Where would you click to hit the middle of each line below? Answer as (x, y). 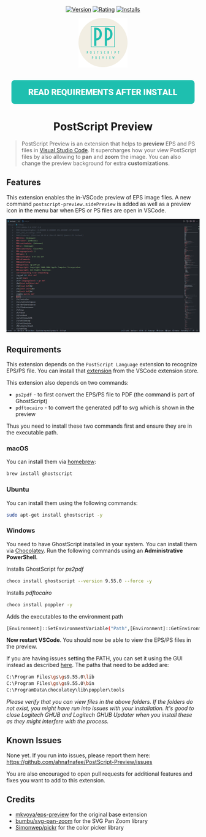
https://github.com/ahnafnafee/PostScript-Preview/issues (79, 762)
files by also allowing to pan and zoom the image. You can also (101, 156)
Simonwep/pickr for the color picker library (70, 827)
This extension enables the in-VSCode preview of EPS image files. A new (99, 197)
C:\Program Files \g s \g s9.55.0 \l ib (51, 677)
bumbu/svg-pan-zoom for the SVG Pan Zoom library (82, 821)
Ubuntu (18, 490)
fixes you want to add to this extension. (56, 780)
